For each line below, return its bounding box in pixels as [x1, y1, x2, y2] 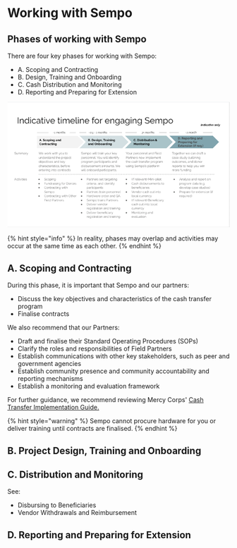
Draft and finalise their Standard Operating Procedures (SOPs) [17, 337, 199, 346]
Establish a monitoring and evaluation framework [17, 382, 160, 391]
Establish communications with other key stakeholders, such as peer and [17, 352, 230, 360]
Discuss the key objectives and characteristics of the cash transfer [17, 295, 212, 303]
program [17, 302, 43, 311]
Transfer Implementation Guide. [7, 403, 99, 412]
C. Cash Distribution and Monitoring [17, 80, 122, 89]
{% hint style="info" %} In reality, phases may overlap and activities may [7, 234, 219, 243]
